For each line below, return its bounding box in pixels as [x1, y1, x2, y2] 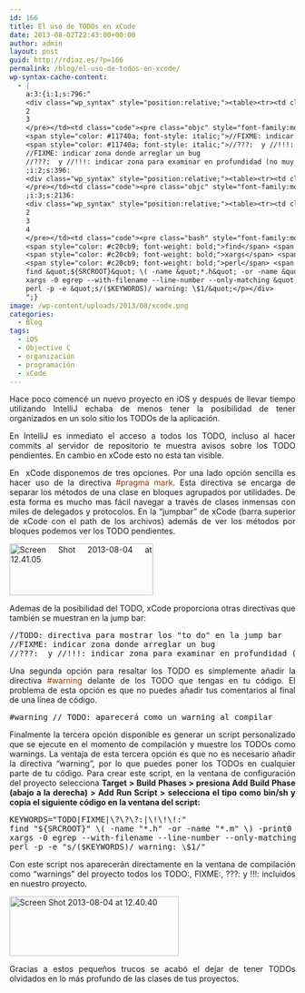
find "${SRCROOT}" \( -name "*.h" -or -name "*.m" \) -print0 [9, 824, 292, 834]
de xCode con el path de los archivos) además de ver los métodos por [9, 516, 296, 527]
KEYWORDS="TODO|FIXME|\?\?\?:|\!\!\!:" [9, 815, 187, 825]
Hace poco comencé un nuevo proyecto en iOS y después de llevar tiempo [9, 393, 296, 405]
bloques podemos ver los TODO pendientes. [9, 525, 175, 537]
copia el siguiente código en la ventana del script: [9, 797, 202, 808]
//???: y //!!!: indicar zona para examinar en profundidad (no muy [25, 157, 295, 167]
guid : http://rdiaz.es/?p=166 [9, 56, 124, 65]
